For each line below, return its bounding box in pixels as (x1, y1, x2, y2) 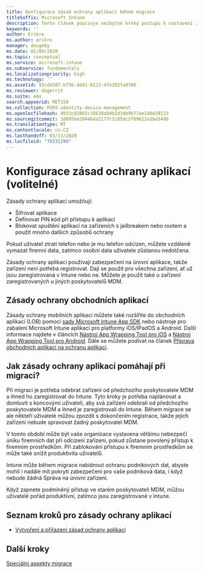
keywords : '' (6, 25, 39, 32)
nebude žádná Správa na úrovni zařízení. (6, 474, 109, 482)
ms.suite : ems (6, 93, 42, 99)
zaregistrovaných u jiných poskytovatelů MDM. (6, 277, 123, 285)
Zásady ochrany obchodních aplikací (6, 295, 149, 306)
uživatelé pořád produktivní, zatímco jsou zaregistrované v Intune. (6, 492, 171, 500)
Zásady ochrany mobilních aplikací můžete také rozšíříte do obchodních (6, 311, 185, 319)
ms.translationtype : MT (6, 122, 66, 128)
